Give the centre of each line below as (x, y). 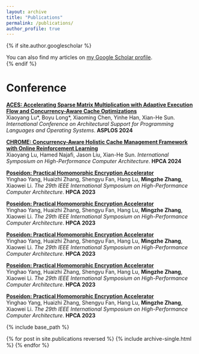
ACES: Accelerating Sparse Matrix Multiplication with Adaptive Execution (99, 105)
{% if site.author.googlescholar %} (49, 46)
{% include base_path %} (38, 327)
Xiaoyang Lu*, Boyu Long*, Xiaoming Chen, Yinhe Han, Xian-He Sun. (91, 117)
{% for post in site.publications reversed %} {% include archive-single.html (99, 339)
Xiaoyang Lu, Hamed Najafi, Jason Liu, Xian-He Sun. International (88, 155)
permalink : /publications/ (40, 23)
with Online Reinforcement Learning (52, 149)
